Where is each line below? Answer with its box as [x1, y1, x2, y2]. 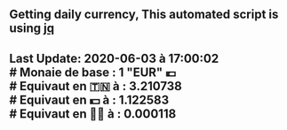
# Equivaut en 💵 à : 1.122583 [9, 92, 170, 107]
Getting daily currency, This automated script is [9, 7, 279, 22]
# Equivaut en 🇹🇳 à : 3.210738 [9, 79, 182, 94]
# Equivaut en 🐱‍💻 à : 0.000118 [9, 106, 177, 121]
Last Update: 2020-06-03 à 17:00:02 [9, 50, 219, 65]
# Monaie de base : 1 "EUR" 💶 [9, 65, 177, 80]
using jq [9, 21, 55, 36]
